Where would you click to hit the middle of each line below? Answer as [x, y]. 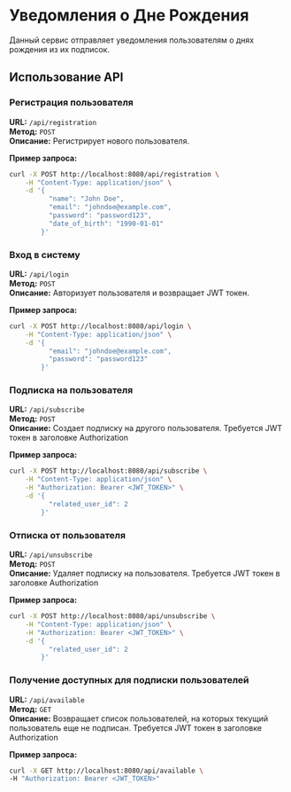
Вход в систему [45, 255]
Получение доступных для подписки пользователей [129, 680]
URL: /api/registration [53, 122]
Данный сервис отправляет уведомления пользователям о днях [132, 40]
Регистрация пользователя [72, 103]
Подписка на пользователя [71, 390]
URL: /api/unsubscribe [51, 554]
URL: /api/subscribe [47, 410]
